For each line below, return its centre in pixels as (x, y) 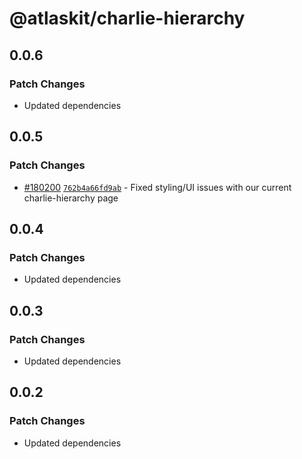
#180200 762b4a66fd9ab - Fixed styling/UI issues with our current (157, 187)
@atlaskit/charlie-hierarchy (127, 18)
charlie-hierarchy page (71, 198)
